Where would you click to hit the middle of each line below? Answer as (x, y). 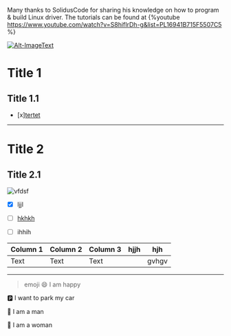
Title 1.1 (23, 98)
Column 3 (105, 249)
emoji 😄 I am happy (52, 284)
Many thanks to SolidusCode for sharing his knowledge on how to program (113, 10)
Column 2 (66, 249)
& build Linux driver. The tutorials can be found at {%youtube (93, 17)
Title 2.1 (24, 175)
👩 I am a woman (30, 325)
